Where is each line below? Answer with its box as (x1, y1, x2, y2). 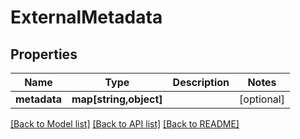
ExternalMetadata (10, 6, 163, 29)
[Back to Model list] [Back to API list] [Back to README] (10, 118, 240, 130)
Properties (10, 46, 78, 63)
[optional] (239, 92, 285, 106)
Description (172, 76, 230, 89)
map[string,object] (71, 92, 163, 106)
